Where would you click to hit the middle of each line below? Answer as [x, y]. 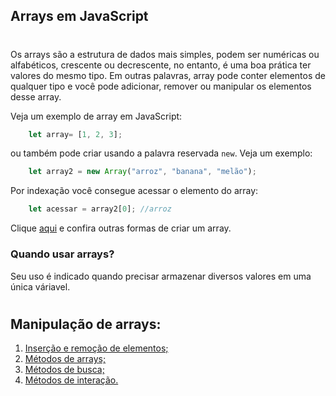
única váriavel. [40, 286]
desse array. [36, 96]
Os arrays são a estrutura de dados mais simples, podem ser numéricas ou [165, 54]
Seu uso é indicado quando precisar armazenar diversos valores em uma [161, 276]
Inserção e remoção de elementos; [96, 348]
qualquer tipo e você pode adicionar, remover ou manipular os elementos [161, 86]
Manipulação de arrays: [86, 324]
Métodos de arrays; [65, 359]
